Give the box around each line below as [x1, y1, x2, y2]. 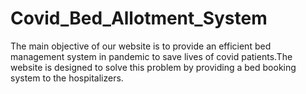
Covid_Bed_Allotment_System [10, 7, 268, 30]
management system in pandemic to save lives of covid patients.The [10, 50, 293, 62]
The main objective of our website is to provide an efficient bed [10, 40, 272, 52]
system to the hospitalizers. [10, 72, 124, 84]
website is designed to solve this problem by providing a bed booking [10, 61, 297, 73]
